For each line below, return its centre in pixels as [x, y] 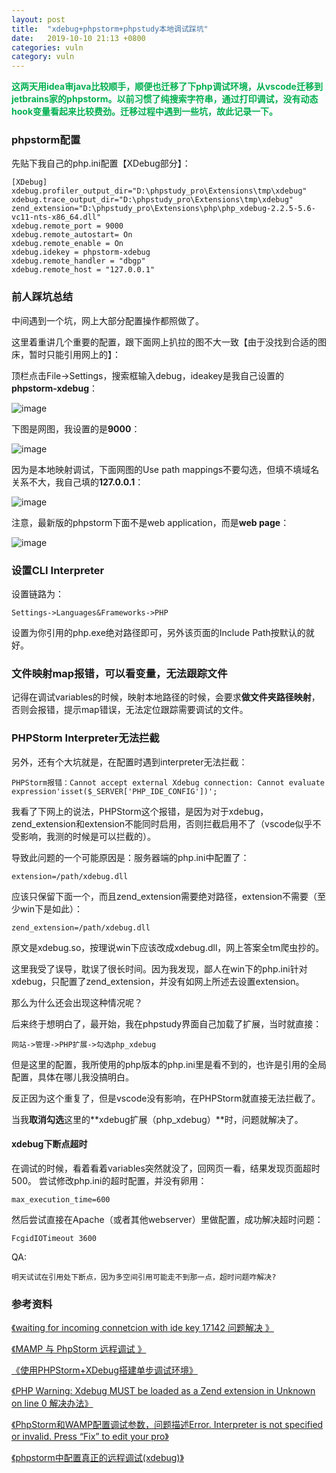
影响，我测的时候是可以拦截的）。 [87, 836]
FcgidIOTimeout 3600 [54, 1238]
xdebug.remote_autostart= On [72, 235]
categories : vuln [47, 47]
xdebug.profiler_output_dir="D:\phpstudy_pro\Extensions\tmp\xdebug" [159, 191]
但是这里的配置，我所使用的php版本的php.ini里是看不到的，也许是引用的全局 [169, 1064]
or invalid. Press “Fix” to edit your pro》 [90, 1437]
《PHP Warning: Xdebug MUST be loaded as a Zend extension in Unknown [163, 1391]
